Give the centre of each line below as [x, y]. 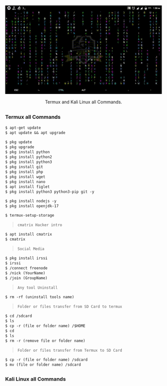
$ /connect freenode [27, 268]
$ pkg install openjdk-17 [32, 206]
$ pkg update [19, 142]
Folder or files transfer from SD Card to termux [70, 307]
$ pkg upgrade [20, 147]
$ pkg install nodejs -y [31, 201]
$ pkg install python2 [29, 157]
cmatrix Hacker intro [40, 225]
